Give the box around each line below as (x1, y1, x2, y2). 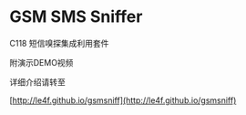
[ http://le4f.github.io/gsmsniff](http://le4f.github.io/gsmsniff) (9, 94, 237, 106)
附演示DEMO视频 (9, 57, 74, 68)
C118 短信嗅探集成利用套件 (9, 37, 109, 48)
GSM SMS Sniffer (9, 6, 143, 27)
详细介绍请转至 (9, 76, 66, 88)
